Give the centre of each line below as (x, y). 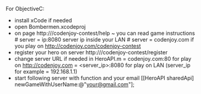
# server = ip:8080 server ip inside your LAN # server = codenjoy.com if (104, 39)
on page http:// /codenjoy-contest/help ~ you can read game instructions (105, 33)
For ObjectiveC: (25, 9)
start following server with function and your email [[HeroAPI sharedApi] (104, 78)
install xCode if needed (43, 20)
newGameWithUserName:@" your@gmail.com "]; (74, 84)
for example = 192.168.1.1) (46, 71)
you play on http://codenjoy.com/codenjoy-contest (78, 46)
